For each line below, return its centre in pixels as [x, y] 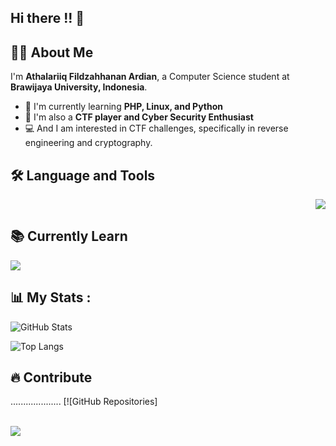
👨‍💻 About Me [52, 52]
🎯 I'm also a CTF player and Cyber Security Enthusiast [139, 117]
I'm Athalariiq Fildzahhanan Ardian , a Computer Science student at [150, 77]
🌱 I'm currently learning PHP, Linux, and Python [124, 107]
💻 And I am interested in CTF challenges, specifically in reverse [156, 128]
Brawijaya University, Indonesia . [79, 87]
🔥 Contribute [51, 377]
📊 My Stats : [51, 297]
